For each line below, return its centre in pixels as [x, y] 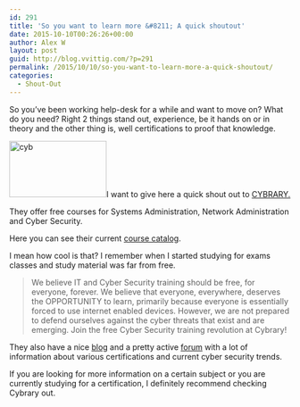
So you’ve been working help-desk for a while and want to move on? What [146, 109]
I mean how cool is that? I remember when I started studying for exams [140, 255]
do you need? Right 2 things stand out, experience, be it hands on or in [140, 119]
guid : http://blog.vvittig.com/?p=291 [81, 59]
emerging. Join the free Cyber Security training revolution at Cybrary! [159, 329]
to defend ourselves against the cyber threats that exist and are [148, 320]
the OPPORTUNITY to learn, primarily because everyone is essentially [159, 301]
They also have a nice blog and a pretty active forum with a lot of [129, 347]
